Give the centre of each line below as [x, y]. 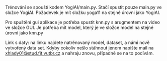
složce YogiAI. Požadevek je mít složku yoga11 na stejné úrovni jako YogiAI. [83, 12]
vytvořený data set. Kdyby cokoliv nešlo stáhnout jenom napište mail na [79, 48]
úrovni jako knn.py [24, 33]
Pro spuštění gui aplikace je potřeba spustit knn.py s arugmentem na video [82, 22]
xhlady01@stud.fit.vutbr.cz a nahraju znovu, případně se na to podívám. [80, 53]
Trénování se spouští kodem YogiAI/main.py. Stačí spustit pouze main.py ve [83, 7]
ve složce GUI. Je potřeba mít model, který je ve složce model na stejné [79, 27]
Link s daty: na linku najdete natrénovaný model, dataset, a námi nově [77, 42]
